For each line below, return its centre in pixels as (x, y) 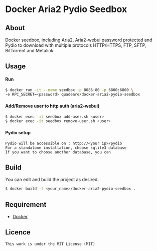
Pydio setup (18, 132)
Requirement (26, 204)
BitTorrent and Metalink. (30, 51)
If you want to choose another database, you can (58, 152)
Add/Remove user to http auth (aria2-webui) (52, 106)
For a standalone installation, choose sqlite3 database (66, 148)
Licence (18, 232)
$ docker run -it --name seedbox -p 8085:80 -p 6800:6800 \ (69, 90)
